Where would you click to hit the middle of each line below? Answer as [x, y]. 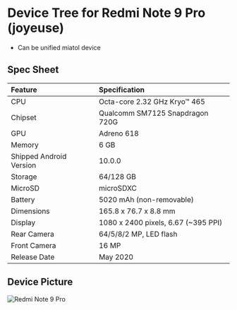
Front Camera [34, 245]
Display [23, 222]
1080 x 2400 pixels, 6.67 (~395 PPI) [160, 222]
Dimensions [31, 211]
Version [24, 165]
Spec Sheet [33, 70]
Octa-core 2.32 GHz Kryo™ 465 [152, 102]
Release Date [33, 257]
